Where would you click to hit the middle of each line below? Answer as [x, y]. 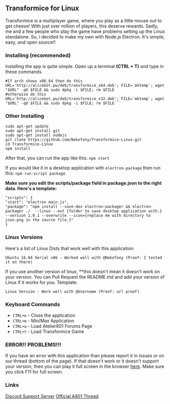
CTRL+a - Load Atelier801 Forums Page [53, 326]
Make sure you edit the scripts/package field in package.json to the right [83, 183]
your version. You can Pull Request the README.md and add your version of [85, 277]
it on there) [19, 262]
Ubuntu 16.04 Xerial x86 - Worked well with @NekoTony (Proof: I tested [84, 258]
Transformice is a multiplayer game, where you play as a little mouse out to [84, 20]
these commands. [24, 72]
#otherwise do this [26, 94]
